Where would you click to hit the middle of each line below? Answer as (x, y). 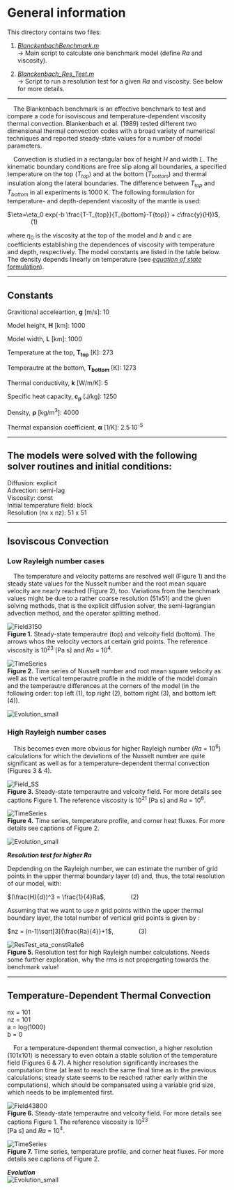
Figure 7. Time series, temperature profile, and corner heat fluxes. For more (116, 1151)
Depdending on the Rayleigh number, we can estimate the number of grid (112, 869)
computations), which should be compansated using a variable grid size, (111, 1085)
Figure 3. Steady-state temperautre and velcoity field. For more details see (115, 791)
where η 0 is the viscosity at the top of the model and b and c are (100, 236)
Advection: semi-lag (36, 491)
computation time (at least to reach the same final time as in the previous (112, 1070)
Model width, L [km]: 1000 (45, 338)
